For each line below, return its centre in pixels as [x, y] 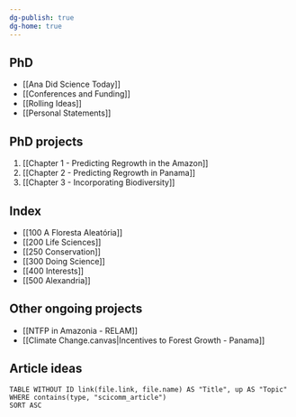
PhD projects [46, 141]
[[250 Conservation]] [62, 251]
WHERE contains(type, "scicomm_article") [88, 397]
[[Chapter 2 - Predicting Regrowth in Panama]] [109, 173]
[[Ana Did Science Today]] [72, 84]
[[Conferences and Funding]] [76, 94]
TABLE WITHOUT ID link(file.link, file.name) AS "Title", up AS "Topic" [148, 389]
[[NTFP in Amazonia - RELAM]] [80, 330]
